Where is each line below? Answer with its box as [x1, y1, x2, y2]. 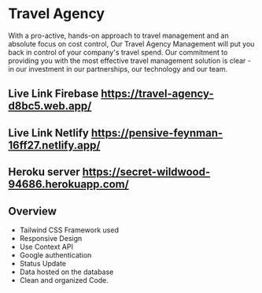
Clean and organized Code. [19, 275, 109, 284]
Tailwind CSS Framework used [19, 225, 120, 235]
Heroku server [8, 165, 80, 179]
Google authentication [19, 250, 92, 260]
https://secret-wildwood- [82, 165, 211, 179]
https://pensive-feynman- [90, 126, 223, 139]
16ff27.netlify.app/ [8, 139, 101, 152]
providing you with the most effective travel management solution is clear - [8, 56, 252, 65]
